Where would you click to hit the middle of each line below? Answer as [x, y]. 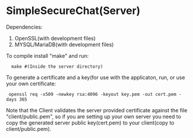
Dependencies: [24, 27]
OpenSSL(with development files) [55, 38]
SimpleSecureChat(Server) [73, 11]
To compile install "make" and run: [47, 56]
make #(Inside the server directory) [57, 66]
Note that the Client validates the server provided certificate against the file [97, 110]
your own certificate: [31, 84]
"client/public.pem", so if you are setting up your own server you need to [94, 116]
